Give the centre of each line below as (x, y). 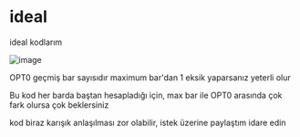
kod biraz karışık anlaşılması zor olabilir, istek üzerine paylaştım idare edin (148, 122)
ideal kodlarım (36, 42)
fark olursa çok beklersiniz (59, 105)
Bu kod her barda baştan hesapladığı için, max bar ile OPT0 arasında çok (146, 95)
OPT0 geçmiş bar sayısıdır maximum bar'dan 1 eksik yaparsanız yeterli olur (150, 77)
